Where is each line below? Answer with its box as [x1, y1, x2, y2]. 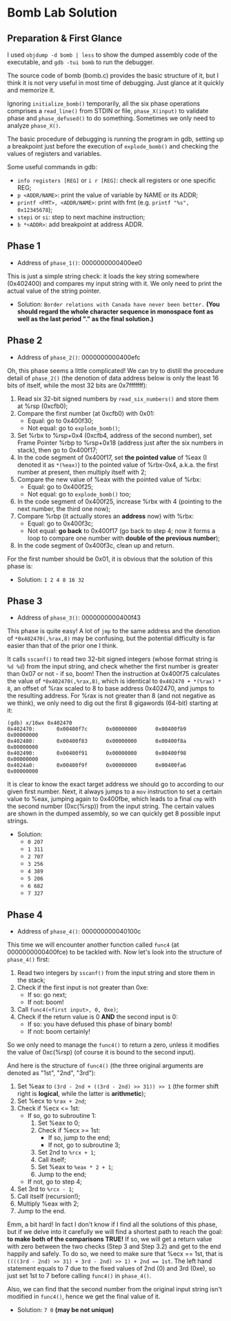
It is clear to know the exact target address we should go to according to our [7, 780, 224, 789]
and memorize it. [7, 86, 55, 94]
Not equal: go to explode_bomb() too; [27, 490, 131, 498]
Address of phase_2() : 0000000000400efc [17, 353, 141, 361]
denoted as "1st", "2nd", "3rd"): [7, 1069, 96, 1077]
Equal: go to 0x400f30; [27, 416, 94, 425]
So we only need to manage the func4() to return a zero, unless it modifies [7, 1041, 219, 1049]
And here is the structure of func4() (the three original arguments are [7, 1061, 203, 1070]
